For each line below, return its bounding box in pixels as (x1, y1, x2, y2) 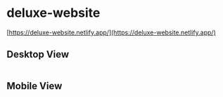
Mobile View (6, 80, 63, 92)
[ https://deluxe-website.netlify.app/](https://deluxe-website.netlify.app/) (6, 28, 216, 37)
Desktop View (6, 48, 70, 60)
